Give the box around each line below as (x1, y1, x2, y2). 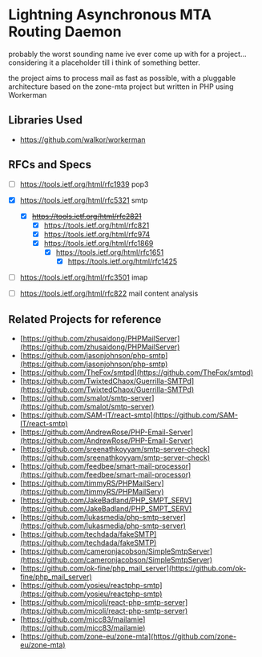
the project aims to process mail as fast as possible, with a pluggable (8, 73, 236, 83)
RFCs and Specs (8, 158, 92, 171)
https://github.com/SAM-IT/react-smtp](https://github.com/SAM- (22, 410, 239, 420)
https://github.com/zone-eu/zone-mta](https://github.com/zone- (22, 631, 237, 641)
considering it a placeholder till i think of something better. (8, 58, 200, 67)
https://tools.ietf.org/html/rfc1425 (67, 256, 178, 266)
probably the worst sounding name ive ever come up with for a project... (8, 49, 247, 58)
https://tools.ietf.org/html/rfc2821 (31, 211, 142, 221)
